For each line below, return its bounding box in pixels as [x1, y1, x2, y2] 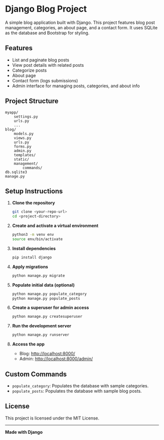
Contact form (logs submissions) [12, 77, 78, 83]
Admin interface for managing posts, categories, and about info [12, 83, 140, 89]
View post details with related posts [12, 62, 84, 68]
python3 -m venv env [12, 232, 54, 237]
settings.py [14, 114, 38, 119]
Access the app [12, 341, 45, 347]
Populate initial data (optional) [12, 282, 75, 288]
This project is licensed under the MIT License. [5, 415, 100, 421]
